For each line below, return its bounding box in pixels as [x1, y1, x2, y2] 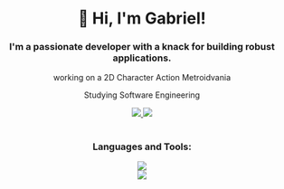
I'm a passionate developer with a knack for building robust [9, 41, 275, 53]
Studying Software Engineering [83, 90, 201, 100]
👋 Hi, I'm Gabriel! [78, 8, 206, 29]
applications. [112, 52, 172, 64]
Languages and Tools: [92, 140, 192, 153]
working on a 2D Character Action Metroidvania [52, 72, 232, 83]
